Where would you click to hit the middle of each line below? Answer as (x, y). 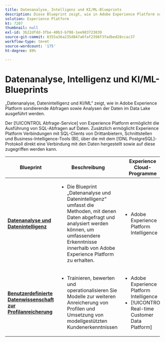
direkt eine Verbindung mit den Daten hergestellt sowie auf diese (90, 144)
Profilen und (81, 309)
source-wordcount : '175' (30, 46)
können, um (81, 230)
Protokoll (14, 144)
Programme (143, 174)
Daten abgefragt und (91, 217)
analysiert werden (88, 224)
